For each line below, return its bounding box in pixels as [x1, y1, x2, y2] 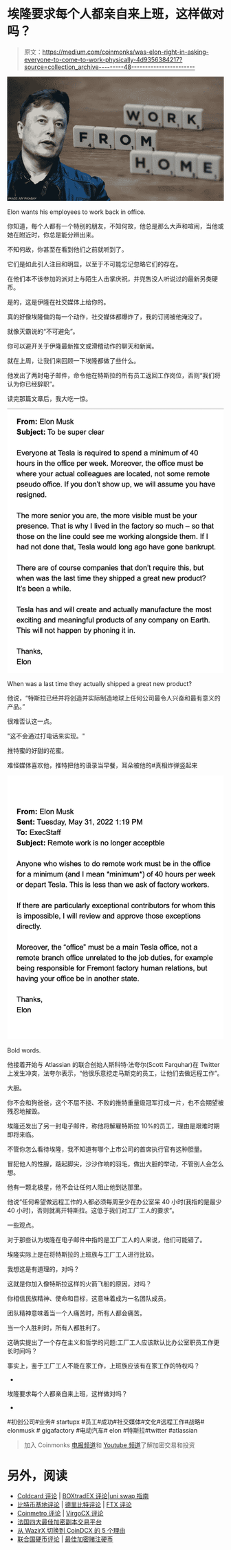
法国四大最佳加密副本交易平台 [16, 1518, 102, 1526]
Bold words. [7, 1046, 41, 1054]
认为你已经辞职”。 [7, 380, 58, 389]
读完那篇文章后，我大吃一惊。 [7, 395, 91, 403]
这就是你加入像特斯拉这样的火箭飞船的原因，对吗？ [7, 1279, 152, 1288]
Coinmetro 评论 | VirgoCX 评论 [16, 1509, 104, 1518]
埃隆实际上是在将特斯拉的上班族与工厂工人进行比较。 [7, 1250, 158, 1259]
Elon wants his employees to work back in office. [7, 208, 146, 216]
